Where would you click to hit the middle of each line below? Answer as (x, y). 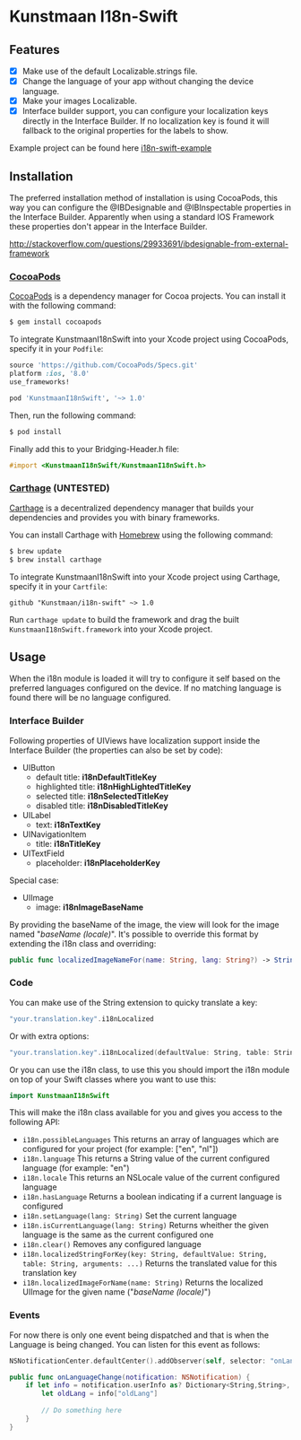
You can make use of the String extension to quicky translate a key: (133, 1002)
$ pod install (36, 432)
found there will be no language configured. (90, 698)
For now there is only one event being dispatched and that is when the (139, 1335)
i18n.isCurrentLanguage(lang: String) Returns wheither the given (145, 1226)
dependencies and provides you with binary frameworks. (115, 517)
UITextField (43, 853)
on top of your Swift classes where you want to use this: (113, 1079)
